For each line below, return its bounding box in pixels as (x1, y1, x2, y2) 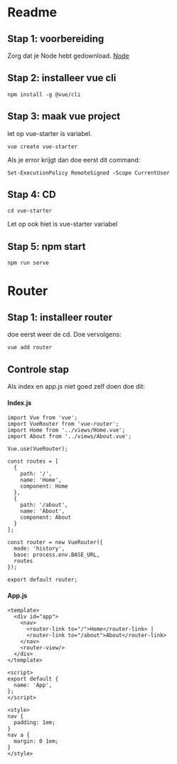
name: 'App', (14, 681, 53, 689)
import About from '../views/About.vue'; (7, 433, 132, 440)
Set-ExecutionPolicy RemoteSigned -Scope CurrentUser (7, 169, 171, 177)
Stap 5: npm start (7, 240, 86, 253)
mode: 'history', (14, 545, 65, 553)
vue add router (7, 344, 53, 351)
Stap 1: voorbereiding (7, 33, 104, 45)
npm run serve (7, 259, 50, 267)
